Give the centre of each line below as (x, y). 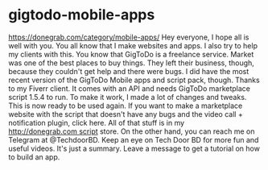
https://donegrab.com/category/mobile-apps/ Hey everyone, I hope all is (129, 37)
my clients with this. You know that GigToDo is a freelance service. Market (131, 54)
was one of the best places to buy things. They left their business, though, (132, 63)
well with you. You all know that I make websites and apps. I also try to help (133, 45)
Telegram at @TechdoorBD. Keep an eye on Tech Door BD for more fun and (134, 139)
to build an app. (34, 157)
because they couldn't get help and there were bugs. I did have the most (129, 71)
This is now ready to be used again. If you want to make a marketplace (126, 106)
